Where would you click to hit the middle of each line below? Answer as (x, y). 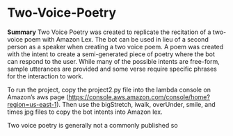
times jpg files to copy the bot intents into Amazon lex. (85, 112)
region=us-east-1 (32, 104)
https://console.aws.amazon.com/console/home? (139, 97)
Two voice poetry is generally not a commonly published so (93, 125)
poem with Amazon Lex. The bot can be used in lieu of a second (116, 39)
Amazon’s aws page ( (38, 97)
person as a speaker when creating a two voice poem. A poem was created (115, 46)
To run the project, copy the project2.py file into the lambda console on (109, 90)
